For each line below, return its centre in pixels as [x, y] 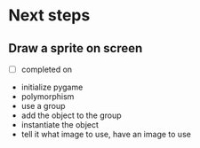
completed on [47, 69]
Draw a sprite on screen [76, 48]
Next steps [49, 16]
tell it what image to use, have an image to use [106, 135]
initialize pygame [52, 87]
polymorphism [48, 97]
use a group [43, 106]
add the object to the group [71, 115]
